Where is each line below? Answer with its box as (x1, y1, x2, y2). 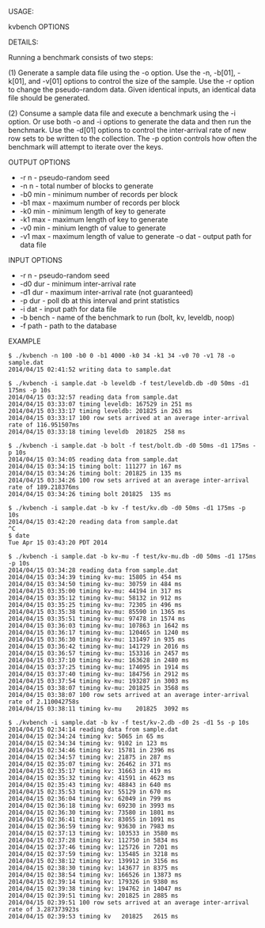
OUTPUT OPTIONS (8, 157, 71, 167)
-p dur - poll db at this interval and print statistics (19, 296, 180, 305)
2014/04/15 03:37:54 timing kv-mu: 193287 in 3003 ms (8, 677, 190, 685)
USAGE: (8, 7, 34, 16)
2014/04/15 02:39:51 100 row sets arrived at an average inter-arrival (8, 899, 249, 907)
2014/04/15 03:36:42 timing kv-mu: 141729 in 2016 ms (8, 642, 190, 650)
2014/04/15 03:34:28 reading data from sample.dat (8, 566, 179, 574)
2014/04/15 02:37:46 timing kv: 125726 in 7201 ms (8, 843, 179, 851)
